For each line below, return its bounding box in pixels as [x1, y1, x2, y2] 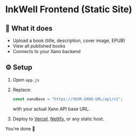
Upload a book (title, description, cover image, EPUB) [12, 37, 125, 43]
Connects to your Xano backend [12, 49, 81, 54]
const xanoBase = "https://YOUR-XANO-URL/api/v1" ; [12, 96, 123, 102]
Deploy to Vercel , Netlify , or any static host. [12, 116, 104, 122]
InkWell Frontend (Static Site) [5, 4, 132, 15]
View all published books [12, 43, 65, 49]
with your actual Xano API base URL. [12, 106, 90, 112]
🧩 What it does [5, 24, 53, 33]
